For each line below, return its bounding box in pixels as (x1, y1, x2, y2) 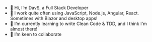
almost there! (10, 26, 38, 32)
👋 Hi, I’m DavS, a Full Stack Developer (10, 5, 89, 10)
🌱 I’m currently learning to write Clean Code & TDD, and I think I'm (10, 20, 147, 26)
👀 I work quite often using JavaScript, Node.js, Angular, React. (10, 10, 139, 16)
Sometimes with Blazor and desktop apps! (10, 15, 98, 21)
